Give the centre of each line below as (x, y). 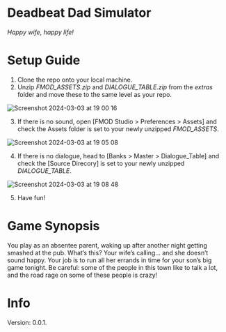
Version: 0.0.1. (27, 322)
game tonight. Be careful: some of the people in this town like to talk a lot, (112, 267)
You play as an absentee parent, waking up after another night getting (107, 245)
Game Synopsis (54, 226)
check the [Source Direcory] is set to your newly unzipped (101, 163)
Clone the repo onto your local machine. (75, 80)
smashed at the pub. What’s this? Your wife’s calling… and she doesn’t (108, 252)
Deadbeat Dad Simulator (79, 13)
